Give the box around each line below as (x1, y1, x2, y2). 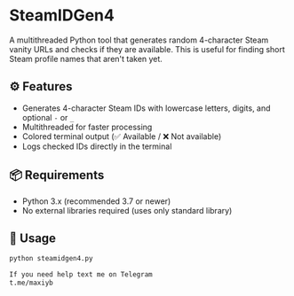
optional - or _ (21, 112, 75, 122)
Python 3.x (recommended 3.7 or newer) (21, 196, 171, 206)
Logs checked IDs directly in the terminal (21, 141, 172, 152)
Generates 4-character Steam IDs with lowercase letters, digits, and (21, 103, 271, 113)
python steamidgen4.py (9, 254, 93, 263)
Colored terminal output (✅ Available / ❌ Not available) (21, 130, 222, 142)
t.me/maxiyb (9, 278, 53, 288)
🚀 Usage (9, 230, 56, 245)
